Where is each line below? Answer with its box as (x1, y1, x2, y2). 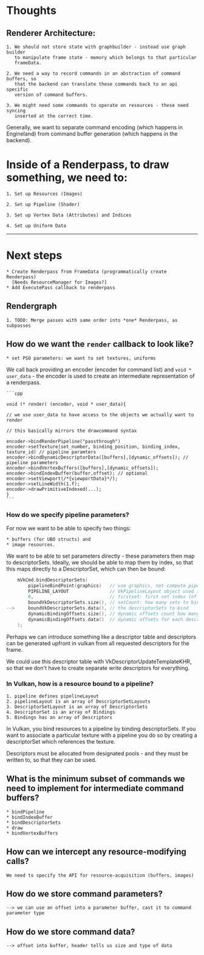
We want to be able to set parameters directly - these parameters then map (6, 552, 195, 560)
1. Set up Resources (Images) (6, 191, 83, 197)
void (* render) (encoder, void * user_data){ (6, 401, 126, 407)
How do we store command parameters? (6, 888, 163, 899)
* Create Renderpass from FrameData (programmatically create (6, 269, 167, 275)
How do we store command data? (6, 926, 135, 937)
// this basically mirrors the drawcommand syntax (6, 428, 137, 434)
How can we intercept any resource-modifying (6, 847, 187, 857)
